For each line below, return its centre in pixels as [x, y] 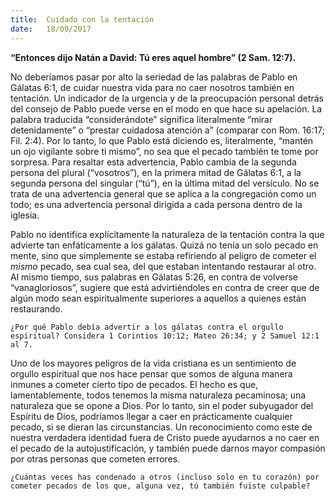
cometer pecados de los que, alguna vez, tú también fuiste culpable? [160, 486]
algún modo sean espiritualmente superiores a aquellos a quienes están [158, 298]
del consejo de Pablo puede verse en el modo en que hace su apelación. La [166, 108]
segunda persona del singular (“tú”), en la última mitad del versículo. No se [165, 183]
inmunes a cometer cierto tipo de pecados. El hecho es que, [134, 384]
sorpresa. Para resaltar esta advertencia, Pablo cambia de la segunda [153, 162]
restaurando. [36, 308]
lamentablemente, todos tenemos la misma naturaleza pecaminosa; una [158, 395]
